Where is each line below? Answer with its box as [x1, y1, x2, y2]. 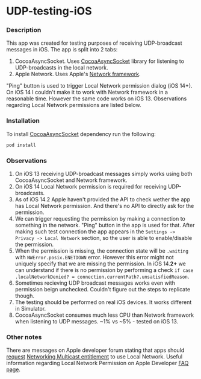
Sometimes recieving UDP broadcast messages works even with [14, 279, 176, 287]
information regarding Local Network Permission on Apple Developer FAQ [6, 360, 189, 367]
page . [6, 366, 21, 373]
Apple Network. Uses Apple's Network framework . [14, 71, 141, 78]
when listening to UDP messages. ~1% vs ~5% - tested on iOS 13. [14, 317, 179, 325]
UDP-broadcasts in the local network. [14, 64, 108, 71]
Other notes [6, 332, 42, 341]
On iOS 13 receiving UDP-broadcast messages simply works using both [14, 170, 193, 177]
